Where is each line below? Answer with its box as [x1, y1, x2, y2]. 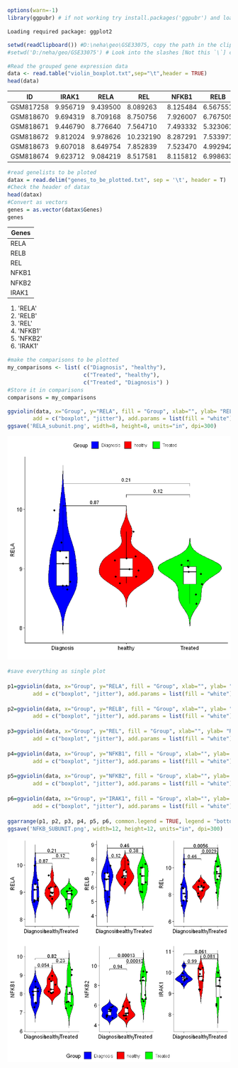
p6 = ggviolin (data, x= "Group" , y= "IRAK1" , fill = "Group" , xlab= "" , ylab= [7, 795, 230, 802]
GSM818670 [10, 113, 50, 122]
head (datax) [7, 191, 42, 198]
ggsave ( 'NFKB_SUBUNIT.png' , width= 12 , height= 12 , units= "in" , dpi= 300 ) [7, 825, 223, 832]
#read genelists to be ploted [7, 168, 97, 176]
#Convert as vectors [7, 199, 69, 206]
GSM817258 [10, 102, 50, 111]
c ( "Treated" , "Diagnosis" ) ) [83, 379, 170, 386]
